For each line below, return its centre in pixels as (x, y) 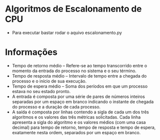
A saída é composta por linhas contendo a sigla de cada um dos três (80, 112)
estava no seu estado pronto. (41, 91)
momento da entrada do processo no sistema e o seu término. (74, 71)
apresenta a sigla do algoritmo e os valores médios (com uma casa (79, 122)
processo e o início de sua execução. (49, 81)
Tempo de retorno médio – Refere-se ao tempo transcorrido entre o (80, 65)
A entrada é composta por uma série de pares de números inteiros (79, 96)
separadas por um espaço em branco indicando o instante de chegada (83, 101)
